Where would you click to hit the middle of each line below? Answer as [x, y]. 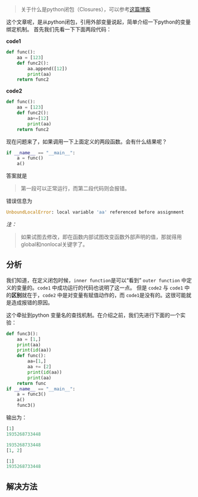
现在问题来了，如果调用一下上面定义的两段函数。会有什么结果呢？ [87, 141]
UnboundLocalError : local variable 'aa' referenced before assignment [95, 212]
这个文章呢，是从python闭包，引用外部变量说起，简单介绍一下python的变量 [98, 22]
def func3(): [22, 334]
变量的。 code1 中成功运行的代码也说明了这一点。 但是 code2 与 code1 [100, 288]
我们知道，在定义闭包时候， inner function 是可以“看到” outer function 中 [96, 280]
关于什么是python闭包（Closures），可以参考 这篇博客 [85, 9]
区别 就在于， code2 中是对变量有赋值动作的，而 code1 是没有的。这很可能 [99, 295]
